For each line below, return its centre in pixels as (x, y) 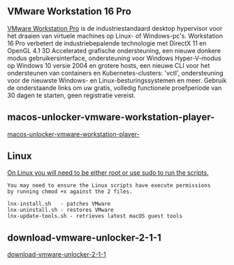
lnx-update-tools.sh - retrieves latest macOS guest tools (95, 216)
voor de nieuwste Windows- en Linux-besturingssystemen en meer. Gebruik (117, 80)
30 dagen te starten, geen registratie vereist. (72, 95)
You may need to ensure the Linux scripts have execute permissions (109, 186)
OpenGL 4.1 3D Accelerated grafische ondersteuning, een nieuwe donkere (114, 50)
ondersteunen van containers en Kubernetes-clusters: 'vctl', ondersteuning (115, 73)
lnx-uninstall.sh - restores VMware (60, 210)
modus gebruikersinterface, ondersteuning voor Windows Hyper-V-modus (114, 58)
